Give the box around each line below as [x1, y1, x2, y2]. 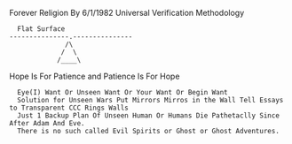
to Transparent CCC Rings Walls [9, 103, 129, 112]
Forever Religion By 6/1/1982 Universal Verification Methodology [9, 8, 245, 18]
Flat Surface [17, 25, 66, 34]
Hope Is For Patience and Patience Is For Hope [9, 71, 180, 81]
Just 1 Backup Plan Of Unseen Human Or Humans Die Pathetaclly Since [17, 111, 280, 120]
